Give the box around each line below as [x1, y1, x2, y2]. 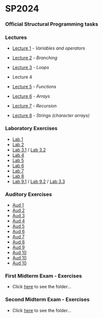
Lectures [5, 34, 27, 41]
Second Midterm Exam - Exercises [5, 296, 90, 303]
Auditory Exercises [5, 191, 52, 197]
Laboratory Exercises [5, 125, 58, 132]
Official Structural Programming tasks [5, 21, 99, 28]
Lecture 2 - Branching [12, 55, 58, 61]
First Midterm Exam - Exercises [5, 272, 82, 279]
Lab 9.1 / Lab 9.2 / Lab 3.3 [12, 178, 65, 184]
